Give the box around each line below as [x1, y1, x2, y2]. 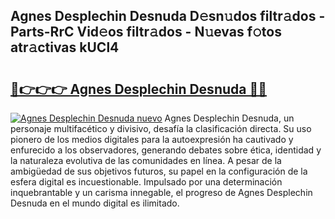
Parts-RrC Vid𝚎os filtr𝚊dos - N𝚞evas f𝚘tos [10, 24, 282, 41]
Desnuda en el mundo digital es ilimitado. [10, 197, 180, 209]
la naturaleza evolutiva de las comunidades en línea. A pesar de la [10, 155, 282, 166]
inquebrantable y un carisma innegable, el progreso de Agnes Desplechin [10, 187, 313, 198]
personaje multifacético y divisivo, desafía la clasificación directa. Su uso [10, 123, 312, 134]
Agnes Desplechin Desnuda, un [164, 112, 295, 124]
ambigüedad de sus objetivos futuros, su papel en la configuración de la [10, 165, 308, 177]
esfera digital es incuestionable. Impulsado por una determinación [10, 176, 283, 188]
